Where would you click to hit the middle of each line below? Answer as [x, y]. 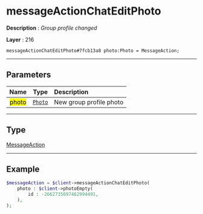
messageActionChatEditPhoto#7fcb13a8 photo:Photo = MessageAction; [93, 50]
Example [23, 169]
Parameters [29, 75]
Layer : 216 [20, 39]
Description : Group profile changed [52, 28]
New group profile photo [89, 102]
